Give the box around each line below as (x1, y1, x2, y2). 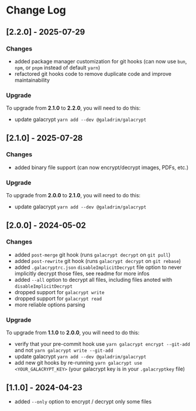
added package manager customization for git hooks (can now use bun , (14, 58, 187, 65)
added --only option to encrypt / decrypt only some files (14, 397, 152, 405)
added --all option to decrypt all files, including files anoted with (14, 276, 173, 283)
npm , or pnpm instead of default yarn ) (14, 64, 101, 71)
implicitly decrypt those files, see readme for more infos (14, 269, 150, 277)
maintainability (14, 76, 50, 83)
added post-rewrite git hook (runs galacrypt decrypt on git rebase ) (14, 257, 181, 264)
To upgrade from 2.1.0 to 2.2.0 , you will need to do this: (6, 105, 141, 112)
